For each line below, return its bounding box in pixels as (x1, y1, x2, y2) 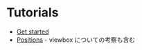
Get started (16, 27, 49, 36)
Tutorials (6, 5, 59, 21)
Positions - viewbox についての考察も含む (16, 36, 136, 44)
